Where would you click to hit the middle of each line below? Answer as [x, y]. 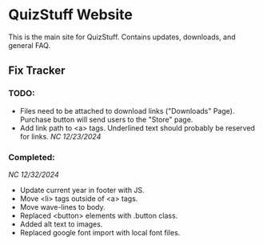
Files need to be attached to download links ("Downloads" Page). [127, 110]
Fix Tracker [37, 71]
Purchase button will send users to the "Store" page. [106, 119]
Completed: [32, 157]
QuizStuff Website [71, 15]
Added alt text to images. [61, 224]
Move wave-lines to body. [62, 207]
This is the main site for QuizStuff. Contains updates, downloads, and [122, 37]
